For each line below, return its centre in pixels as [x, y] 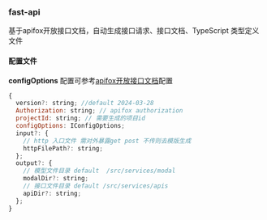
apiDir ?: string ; [52, 193]
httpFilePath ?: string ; [63, 148]
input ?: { [32, 133]
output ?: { [34, 163]
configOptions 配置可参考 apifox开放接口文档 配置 [90, 80]
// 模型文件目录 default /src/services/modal [99, 171]
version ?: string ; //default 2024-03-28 [85, 104]
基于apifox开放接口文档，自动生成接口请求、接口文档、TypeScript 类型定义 [134, 31]
